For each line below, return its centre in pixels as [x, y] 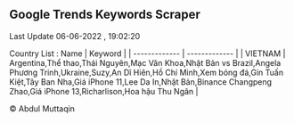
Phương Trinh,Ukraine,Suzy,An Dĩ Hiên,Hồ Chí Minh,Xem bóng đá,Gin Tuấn [146, 72]
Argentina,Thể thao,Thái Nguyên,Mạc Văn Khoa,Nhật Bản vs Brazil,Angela [145, 62]
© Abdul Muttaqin [42, 108]
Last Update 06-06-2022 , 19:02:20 [75, 36]
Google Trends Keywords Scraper [105, 15]
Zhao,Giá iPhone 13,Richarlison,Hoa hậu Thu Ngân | [104, 91]
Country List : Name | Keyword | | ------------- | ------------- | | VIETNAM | [147, 53]
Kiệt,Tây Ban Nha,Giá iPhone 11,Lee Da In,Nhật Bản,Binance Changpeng [141, 82]
